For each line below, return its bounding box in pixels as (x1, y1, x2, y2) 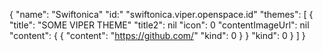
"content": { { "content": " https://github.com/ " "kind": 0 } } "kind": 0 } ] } (9, 30, 306, 41)
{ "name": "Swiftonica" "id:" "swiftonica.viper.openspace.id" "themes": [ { (9, 9, 314, 20)
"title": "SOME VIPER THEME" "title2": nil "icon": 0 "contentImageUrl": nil (9, 19, 310, 31)
